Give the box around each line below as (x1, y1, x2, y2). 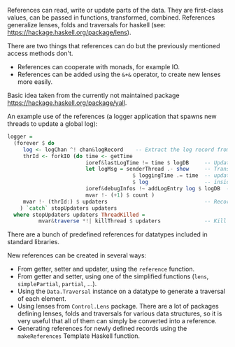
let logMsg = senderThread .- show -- (85, 166, 211, 173)
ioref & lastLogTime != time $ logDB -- (85, 159, 211, 167)
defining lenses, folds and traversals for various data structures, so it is (17, 309, 222, 318)
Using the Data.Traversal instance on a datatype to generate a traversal (17, 287, 226, 296)
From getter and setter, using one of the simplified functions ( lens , (17, 272, 209, 281)
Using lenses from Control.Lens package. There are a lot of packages (17, 302, 219, 311)
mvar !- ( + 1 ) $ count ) (85, 192, 155, 199)
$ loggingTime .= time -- (132, 172, 211, 179)
